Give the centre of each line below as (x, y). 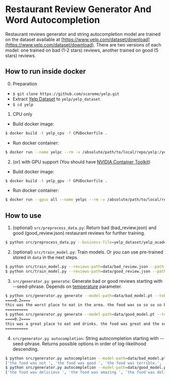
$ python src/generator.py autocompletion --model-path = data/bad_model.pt (86, 358)
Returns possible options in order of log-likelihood (94, 344)
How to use (23, 215)
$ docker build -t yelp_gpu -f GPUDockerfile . (56, 181)
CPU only (23, 114)
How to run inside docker (46, 72)
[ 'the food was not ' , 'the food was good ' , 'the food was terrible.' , (83, 363)
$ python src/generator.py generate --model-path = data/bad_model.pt (79, 295)
